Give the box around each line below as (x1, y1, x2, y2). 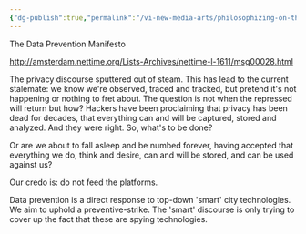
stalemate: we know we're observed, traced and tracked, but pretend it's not (9, 83, 297, 94)
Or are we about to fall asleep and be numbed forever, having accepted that (9, 139, 294, 150)
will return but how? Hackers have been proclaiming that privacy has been (9, 102, 289, 114)
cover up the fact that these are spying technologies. (9, 213, 208, 224)
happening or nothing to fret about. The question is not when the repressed (9, 93, 293, 104)
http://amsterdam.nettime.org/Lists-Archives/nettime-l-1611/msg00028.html (9, 56, 294, 66)
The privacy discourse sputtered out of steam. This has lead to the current (9, 74, 289, 85)
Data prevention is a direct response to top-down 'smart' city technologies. (9, 194, 291, 205)
